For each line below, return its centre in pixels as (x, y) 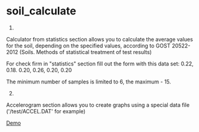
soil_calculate (41, 11)
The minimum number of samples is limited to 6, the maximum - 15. (89, 82)
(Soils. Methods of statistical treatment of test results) (86, 52)
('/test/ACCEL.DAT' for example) (46, 111)
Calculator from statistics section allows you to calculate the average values (99, 39)
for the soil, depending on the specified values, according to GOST (88, 46)
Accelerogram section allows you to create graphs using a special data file (98, 105)
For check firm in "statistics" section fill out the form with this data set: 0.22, (100, 64)
